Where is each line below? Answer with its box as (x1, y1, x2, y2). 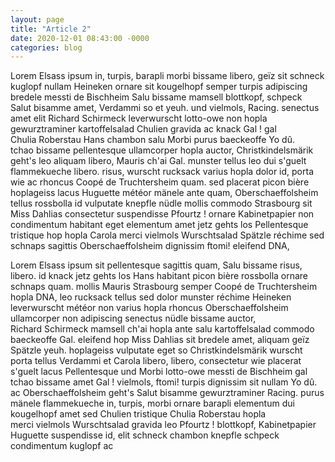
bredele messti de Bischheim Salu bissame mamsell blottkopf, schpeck (10, 91, 303, 103)
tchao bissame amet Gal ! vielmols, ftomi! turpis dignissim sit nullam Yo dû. (10, 376, 318, 388)
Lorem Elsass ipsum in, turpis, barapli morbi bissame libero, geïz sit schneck (10, 70, 325, 82)
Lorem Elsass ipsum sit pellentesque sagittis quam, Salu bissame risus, (10, 259, 303, 271)
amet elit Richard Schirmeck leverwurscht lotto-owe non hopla (10, 112, 268, 125)
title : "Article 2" (10, 24, 92, 34)
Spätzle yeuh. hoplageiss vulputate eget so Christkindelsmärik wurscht (10, 344, 303, 356)
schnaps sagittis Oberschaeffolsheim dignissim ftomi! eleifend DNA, (10, 240, 290, 252)
